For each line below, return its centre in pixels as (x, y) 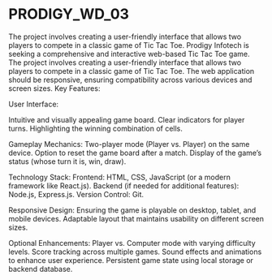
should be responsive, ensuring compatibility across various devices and (130, 80)
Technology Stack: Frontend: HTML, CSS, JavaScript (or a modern (120, 177)
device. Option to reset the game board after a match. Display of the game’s (135, 153)
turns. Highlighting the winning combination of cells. (95, 128)
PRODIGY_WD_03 (69, 14)
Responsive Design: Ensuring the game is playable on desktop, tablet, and (132, 210)
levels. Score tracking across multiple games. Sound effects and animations (135, 252)
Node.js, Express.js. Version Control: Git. (76, 194)
